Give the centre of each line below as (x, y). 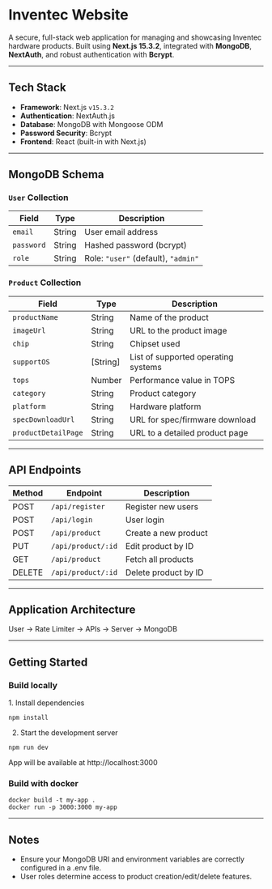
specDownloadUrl (44, 419)
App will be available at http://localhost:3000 (83, 763)
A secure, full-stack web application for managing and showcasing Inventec (135, 37)
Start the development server (69, 733)
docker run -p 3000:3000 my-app (63, 807)
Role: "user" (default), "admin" (142, 258)
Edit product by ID (159, 546)
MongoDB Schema (56, 174)
